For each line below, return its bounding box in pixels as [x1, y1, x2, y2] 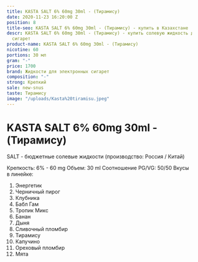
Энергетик [15, 182, 42, 189]
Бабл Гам [15, 200, 39, 207]
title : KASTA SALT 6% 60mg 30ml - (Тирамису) [6, 8, 120, 15]
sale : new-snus [6, 85, 44, 91]
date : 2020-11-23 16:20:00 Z [6, 14, 78, 20]
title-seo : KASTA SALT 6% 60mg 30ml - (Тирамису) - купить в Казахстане [6, 25, 189, 31]
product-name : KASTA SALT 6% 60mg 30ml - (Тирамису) [6, 42, 139, 47]
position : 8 [6, 19, 36, 25]
